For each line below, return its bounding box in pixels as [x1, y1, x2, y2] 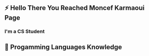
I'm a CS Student [4, 28, 45, 35]
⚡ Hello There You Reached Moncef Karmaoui [4, 4, 145, 12]
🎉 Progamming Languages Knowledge [4, 43, 122, 51]
